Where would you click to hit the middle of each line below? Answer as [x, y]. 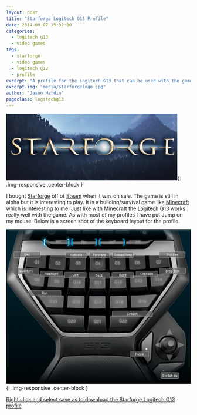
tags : [13, 50]
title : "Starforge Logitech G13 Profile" [57, 19]
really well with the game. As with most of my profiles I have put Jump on [94, 214]
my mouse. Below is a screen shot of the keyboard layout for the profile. [93, 221]
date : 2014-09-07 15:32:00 [39, 25]
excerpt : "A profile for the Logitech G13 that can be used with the [93, 81]
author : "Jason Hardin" [35, 93]
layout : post [22, 12]
